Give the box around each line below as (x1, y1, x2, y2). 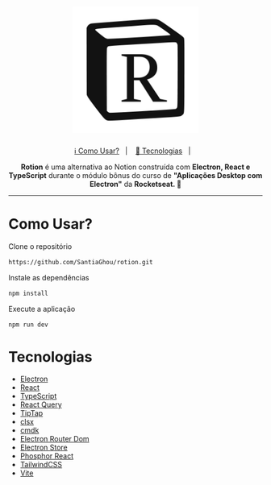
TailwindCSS (19, 460, 63, 470)
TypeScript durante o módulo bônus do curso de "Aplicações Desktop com (8, 170, 263, 180)
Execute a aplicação (8, 304, 76, 313)
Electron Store (19, 442, 69, 453)
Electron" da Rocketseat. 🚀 (90, 179, 181, 189)
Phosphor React (19, 451, 74, 461)
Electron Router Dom (19, 434, 90, 444)
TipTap (19, 408, 44, 418)
